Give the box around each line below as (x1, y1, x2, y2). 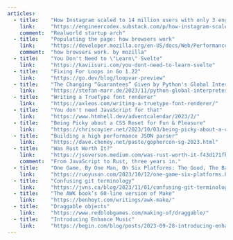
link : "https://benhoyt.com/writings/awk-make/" (19, 196, 175, 204)
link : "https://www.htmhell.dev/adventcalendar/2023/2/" (19, 113, 200, 120)
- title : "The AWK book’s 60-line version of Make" (13, 190, 175, 197)
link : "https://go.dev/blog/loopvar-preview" (19, 74, 166, 82)
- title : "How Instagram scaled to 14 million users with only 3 (13, 17, 216, 24)
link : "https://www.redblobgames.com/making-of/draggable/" (19, 210, 209, 216)
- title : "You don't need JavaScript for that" (13, 107, 163, 113)
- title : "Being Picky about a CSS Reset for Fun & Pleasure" (13, 119, 207, 127)
